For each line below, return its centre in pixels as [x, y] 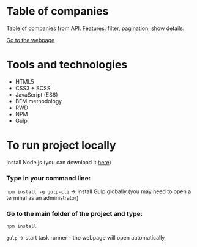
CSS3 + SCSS [33, 88]
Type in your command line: [49, 178]
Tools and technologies [67, 65]
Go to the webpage [31, 40]
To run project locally [61, 146]
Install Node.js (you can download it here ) [59, 162]
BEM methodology [39, 101]
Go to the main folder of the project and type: [75, 214]
